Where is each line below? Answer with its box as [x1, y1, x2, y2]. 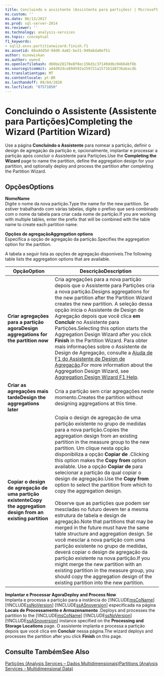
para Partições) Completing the [5, 116, 133, 127]
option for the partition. [5, 242, 52, 248]
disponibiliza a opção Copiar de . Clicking [54, 451, 149, 458]
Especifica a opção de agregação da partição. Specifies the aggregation [5, 236, 150, 242]
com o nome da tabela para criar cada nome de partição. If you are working [5, 211, 156, 217]
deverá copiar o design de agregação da [54, 549, 148, 556]
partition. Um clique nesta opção [54, 445, 130, 451]
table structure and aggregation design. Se [54, 530, 153, 537]
